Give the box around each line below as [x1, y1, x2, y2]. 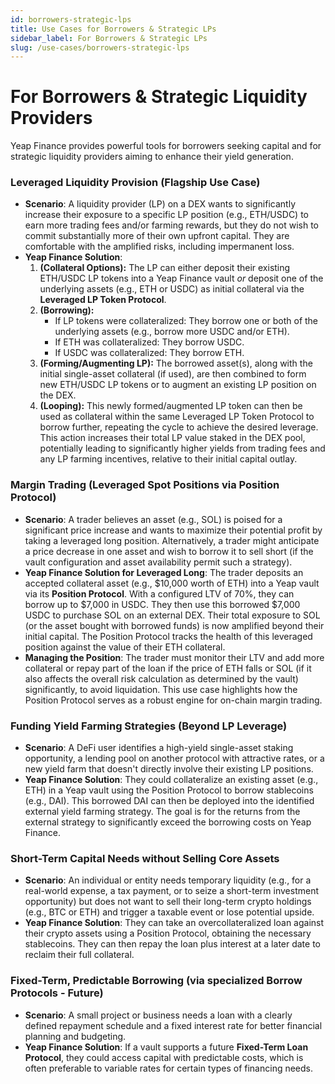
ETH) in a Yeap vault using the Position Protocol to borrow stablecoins [24, 784, 314, 796]
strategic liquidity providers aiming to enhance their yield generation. [10, 151, 294, 163]
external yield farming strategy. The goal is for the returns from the [24, 806, 301, 818]
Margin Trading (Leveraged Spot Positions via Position [10, 478, 280, 492]
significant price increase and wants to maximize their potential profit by [24, 524, 323, 536]
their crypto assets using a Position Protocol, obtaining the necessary [24, 927, 312, 940]
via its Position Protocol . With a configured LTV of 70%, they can [24, 587, 295, 600]
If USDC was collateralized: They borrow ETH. [54, 347, 245, 359]
